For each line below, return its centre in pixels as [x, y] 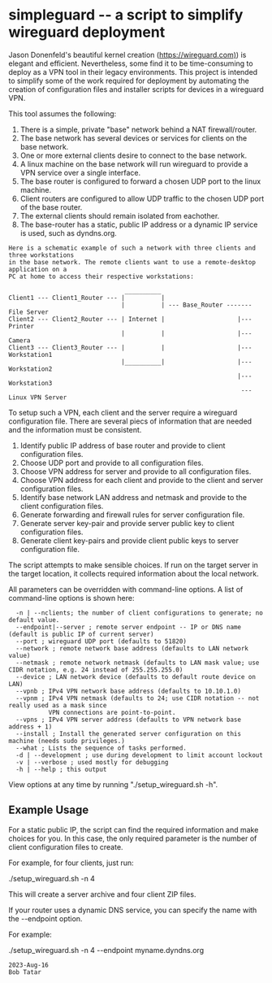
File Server [28, 312]
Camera [19, 340]
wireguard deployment [87, 32]
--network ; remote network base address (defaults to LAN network [132, 648]
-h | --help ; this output [61, 769]
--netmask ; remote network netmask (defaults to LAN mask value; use [138, 663]
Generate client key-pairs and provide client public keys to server [130, 540]
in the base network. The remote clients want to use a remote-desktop [132, 262]
